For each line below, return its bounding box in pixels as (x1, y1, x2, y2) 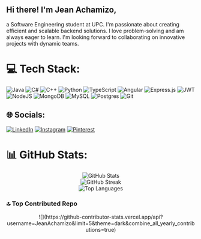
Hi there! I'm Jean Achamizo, (6, 5, 117, 15)
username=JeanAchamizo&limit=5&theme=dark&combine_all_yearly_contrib (7, 219, 195, 227)
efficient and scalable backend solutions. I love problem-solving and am (6, 27, 184, 34)
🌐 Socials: (6, 110, 46, 120)
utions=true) (85, 226, 116, 233)
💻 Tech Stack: (6, 62, 80, 76)
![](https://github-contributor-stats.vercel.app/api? (38, 213, 163, 220)
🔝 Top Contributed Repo (6, 199, 78, 208)
